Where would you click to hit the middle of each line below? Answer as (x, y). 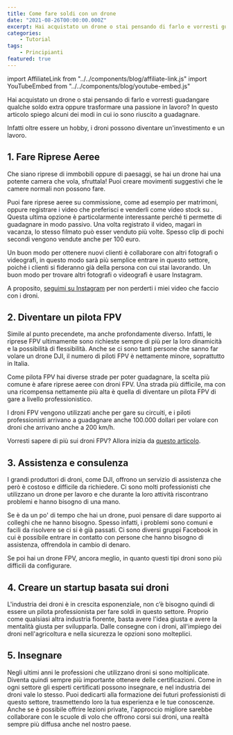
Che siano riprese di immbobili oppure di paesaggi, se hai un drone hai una (114, 174)
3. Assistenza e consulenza (68, 463)
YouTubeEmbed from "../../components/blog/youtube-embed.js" (99, 86)
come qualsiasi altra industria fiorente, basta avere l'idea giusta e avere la (112, 619)
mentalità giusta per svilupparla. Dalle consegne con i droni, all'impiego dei (114, 626)
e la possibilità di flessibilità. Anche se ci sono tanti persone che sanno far (113, 349)
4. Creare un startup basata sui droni (88, 587)
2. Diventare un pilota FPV (64, 317)
